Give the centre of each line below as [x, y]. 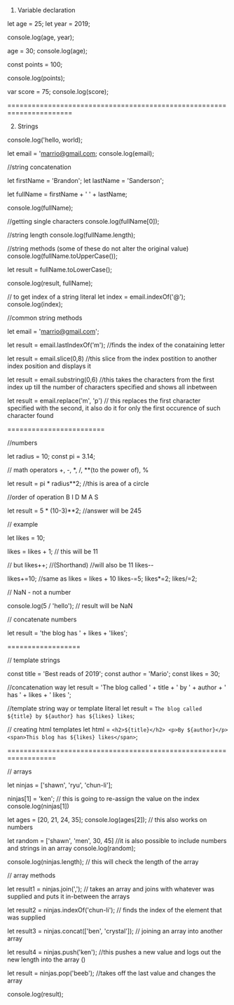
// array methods [32, 875]
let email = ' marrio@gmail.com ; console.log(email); [81, 153]
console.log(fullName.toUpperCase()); [62, 256]
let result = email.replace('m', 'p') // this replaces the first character [104, 400]
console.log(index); [35, 304]
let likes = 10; [26, 538]
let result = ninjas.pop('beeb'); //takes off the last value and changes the [111, 973]
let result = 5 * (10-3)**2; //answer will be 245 [74, 511]
